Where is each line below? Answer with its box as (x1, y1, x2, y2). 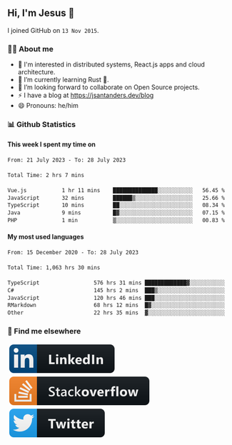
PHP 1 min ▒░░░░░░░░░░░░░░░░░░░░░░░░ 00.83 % (7, 217, 225, 224)
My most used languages (7, 232, 84, 241)
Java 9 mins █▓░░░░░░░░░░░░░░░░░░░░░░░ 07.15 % (7, 209, 225, 216)
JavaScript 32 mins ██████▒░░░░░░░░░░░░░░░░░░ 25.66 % (7, 194, 225, 201)
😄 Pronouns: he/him (17, 101, 79, 110)
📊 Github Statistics (7, 119, 76, 129)
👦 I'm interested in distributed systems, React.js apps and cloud (17, 60, 206, 69)
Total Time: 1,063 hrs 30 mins (7, 264, 101, 271)
